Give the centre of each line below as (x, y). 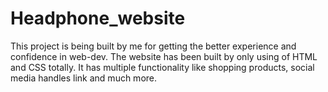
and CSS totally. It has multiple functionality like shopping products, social (162, 67)
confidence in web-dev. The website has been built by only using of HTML (164, 56)
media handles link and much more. (84, 78)
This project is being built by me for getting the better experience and (153, 46)
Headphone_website (98, 18)
